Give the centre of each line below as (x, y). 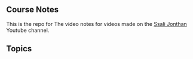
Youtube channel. (28, 30)
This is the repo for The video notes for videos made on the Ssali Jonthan (96, 24)
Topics (19, 49)
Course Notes (32, 10)
